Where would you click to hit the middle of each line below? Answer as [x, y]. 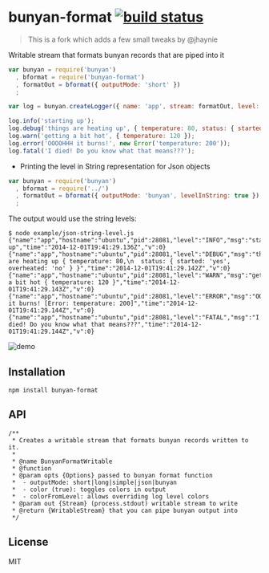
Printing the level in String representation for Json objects [115, 166]
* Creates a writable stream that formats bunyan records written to [130, 440]
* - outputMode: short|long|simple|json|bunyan [94, 482]
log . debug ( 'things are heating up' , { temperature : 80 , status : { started [136, 128]
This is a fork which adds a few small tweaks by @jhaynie [123, 39]
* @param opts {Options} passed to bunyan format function [112, 475]
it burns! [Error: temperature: [62, 304]
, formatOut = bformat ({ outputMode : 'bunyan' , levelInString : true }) [138, 196]
